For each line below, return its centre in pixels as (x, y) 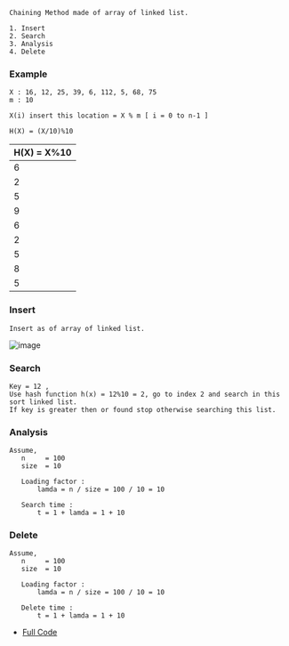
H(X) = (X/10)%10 (41, 132)
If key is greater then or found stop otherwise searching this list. (143, 409)
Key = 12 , (29, 386)
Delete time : (47, 608)
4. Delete (28, 52)
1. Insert (28, 28)
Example (28, 74)
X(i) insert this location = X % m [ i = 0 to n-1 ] (109, 116)
